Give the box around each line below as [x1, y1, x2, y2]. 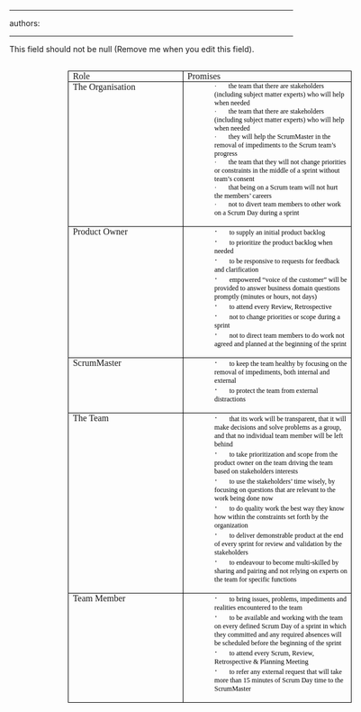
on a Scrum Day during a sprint [214, 208, 300, 217]
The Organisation [72, 82, 136, 92]
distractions [214, 395, 246, 404]
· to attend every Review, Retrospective [214, 301, 332, 311]
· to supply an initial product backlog [214, 226, 326, 237]
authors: [9, 18, 41, 28]
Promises [187, 71, 221, 81]
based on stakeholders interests [214, 467, 299, 476]
